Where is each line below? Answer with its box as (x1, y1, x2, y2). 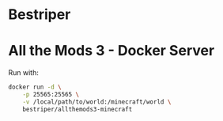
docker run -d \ (8, 83, 62, 92)
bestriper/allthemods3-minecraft (22, 105, 133, 113)
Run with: (8, 68, 40, 78)
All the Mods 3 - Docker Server (8, 42, 215, 60)
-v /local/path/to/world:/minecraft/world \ (22, 97, 172, 106)
